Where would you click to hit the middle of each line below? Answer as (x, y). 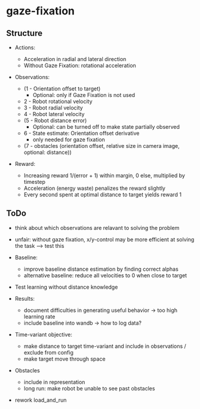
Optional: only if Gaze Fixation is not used (84, 95)
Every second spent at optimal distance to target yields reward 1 (103, 195)
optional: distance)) (47, 152)
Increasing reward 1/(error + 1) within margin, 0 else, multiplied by (104, 175)
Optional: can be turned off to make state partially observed (106, 127)
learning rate (39, 316)
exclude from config (48, 352)
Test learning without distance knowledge (66, 287)
